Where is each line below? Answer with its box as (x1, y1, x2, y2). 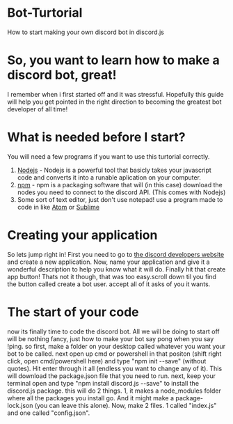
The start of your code (7, 304, 139, 320)
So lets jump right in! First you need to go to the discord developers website (7, 250, 225, 258)
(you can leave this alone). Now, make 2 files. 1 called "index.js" (34, 401, 217, 409)
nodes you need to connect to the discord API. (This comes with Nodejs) (17, 188, 226, 196)
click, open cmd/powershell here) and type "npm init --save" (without (7, 356, 207, 365)
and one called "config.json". (7, 409, 90, 417)
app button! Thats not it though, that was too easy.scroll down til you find (7, 272, 217, 281)
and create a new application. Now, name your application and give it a (7, 258, 210, 266)
